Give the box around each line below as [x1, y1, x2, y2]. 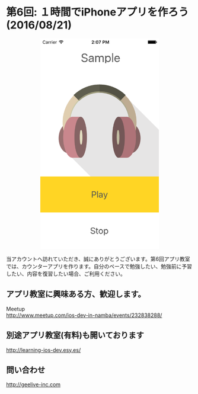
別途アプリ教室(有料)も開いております [6, 330, 144, 341]
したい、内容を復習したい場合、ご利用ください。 [6, 270, 126, 277]
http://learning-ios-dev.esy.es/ [6, 346, 81, 353]
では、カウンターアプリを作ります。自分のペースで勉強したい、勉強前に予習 [6, 262, 193, 270]
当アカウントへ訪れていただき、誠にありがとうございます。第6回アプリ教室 [6, 255, 190, 262]
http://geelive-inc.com [6, 381, 61, 388]
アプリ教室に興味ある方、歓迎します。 [6, 289, 146, 299]
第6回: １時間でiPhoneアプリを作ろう [6, 5, 189, 19]
